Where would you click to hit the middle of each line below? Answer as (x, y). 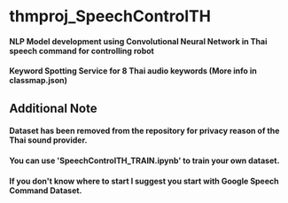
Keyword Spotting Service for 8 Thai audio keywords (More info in (133, 71)
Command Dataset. (46, 190)
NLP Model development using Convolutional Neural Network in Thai (138, 41)
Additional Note (53, 108)
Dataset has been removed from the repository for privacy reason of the (144, 131)
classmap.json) (39, 81)
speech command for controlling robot (82, 51)
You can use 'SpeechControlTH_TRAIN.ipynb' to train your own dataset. (144, 160)
